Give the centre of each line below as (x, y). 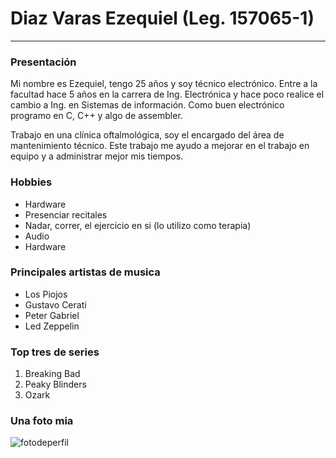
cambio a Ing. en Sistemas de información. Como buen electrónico (147, 105)
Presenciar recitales (66, 214)
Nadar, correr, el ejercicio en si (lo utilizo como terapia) (138, 225)
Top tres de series (55, 352)
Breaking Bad (52, 374)
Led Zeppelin (52, 326)
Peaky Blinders (55, 384)
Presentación (43, 62)
